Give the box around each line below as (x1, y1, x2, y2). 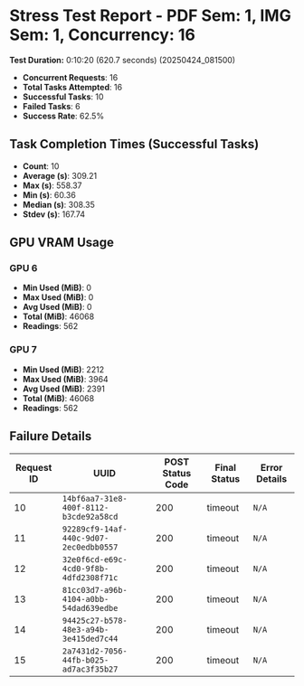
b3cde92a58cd (62, 512, 119, 522)
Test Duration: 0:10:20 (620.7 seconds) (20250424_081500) (9, 54, 236, 65)
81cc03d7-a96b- (62, 585, 128, 595)
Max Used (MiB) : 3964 (22, 373, 109, 384)
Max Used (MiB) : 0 (22, 292, 94, 303)
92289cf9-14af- (62, 523, 128, 534)
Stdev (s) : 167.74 (22, 209, 86, 220)
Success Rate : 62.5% (22, 110, 105, 121)
